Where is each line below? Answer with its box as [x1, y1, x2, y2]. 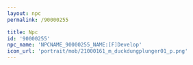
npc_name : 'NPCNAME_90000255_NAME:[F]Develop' [7, 42, 142, 49]
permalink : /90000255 [7, 16, 69, 23]
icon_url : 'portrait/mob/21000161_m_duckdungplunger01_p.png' [7, 48, 188, 55]
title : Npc [7, 29, 38, 36]
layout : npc [7, 10, 41, 17]
